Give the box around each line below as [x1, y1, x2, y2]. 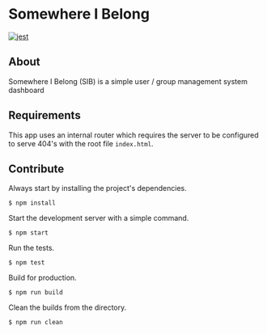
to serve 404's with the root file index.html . [8, 138, 154, 148]
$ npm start [8, 229, 49, 237]
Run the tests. [8, 243, 55, 253]
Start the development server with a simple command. [8, 214, 189, 223]
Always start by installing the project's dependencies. [8, 184, 188, 193]
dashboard [8, 85, 44, 95]
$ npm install [8, 199, 57, 207]
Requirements [8, 108, 81, 122]
